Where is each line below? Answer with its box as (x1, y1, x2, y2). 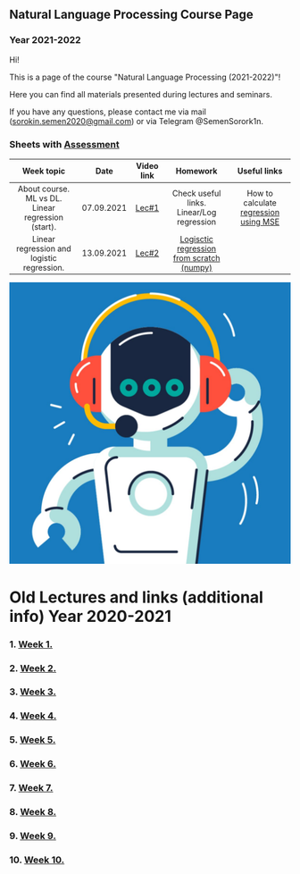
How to (246, 188, 274, 199)
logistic (29, 252, 58, 263)
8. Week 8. (9, 806, 56, 819)
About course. (17, 183, 70, 194)
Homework (175, 165, 218, 176)
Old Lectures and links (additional (9, 587, 263, 607)
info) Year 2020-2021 (9, 606, 171, 626)
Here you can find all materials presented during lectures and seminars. (9, 88, 272, 99)
